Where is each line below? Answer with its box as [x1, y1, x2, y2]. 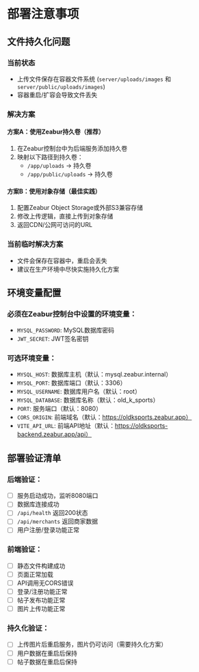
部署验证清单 [7, 452, 62, 464]
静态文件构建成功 [16, 562, 66, 570]
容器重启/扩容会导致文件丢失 [16, 91, 98, 99]
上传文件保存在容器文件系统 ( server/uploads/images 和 [16, 75, 172, 83]
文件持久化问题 [7, 36, 70, 47]
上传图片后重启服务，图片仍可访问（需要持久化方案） [16, 640, 168, 649]
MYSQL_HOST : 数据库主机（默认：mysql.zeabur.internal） [16, 370, 172, 379]
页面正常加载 [16, 570, 53, 578]
